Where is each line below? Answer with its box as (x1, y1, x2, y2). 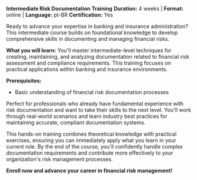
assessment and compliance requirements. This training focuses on (6, 59, 172, 66)
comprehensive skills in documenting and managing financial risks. (6, 36, 170, 42)
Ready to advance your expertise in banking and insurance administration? (6, 23, 188, 30)
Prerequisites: (6, 77, 42, 84)
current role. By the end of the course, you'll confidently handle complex (6, 143, 183, 150)
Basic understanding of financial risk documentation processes (14, 89, 169, 95)
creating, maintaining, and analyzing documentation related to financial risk (6, 53, 189, 60)
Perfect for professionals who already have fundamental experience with (6, 100, 184, 107)
